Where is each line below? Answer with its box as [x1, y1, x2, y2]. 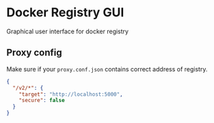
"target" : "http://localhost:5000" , [18, 90, 124, 98]
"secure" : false [18, 97, 66, 104]
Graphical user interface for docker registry [6, 27, 129, 35]
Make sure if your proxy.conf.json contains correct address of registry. [6, 65, 208, 73]
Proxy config [6, 47, 62, 58]
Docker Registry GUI [6, 5, 124, 20]
